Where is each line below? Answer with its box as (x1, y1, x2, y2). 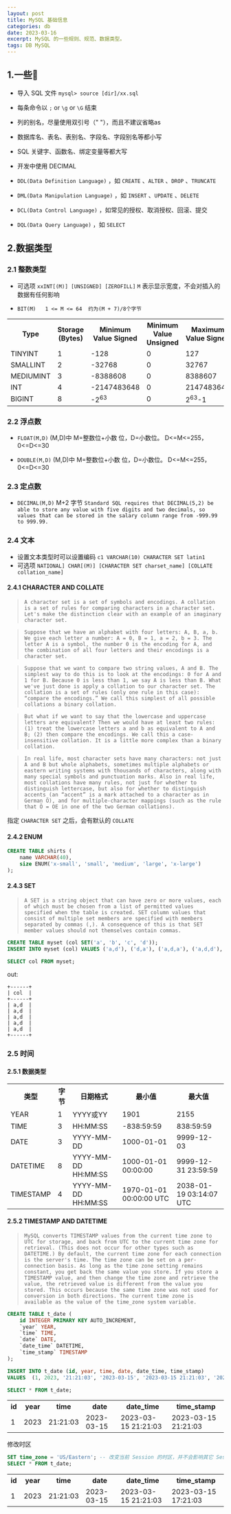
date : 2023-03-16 (7, 29, 57, 36)
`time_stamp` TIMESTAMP (19, 1349, 88, 1356)
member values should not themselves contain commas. (23, 927, 181, 934)
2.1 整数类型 (7, 265, 47, 274)
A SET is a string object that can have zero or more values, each (23, 897, 221, 904)
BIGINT (10, 394, 34, 404)
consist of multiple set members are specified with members (23, 915, 203, 922)
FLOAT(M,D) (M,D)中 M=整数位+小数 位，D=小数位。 (16, 434, 164, 442)
